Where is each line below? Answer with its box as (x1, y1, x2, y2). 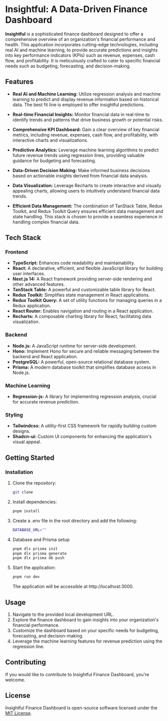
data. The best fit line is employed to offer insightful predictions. (12, 102, 145, 108)
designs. (12, 428, 31, 434)
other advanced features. (12, 281, 65, 287)
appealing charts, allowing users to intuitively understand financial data (12, 188, 160, 194)
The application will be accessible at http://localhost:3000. (12, 584, 134, 590)
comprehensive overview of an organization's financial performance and (5, 36, 155, 42)
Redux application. (12, 303, 51, 309)
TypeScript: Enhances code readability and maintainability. (12, 260, 135, 266)
